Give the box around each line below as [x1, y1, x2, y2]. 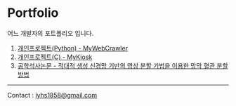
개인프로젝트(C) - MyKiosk [17, 53, 93, 61]
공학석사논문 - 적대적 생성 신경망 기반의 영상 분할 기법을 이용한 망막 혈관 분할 [17, 61, 228, 69]
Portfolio [7, 5, 59, 21]
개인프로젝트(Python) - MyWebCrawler [17, 44, 129, 52]
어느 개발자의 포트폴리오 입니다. [7, 29, 94, 37]
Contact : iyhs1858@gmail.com [7, 91, 97, 99]
